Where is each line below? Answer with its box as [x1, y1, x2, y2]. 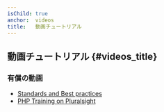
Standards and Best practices [17, 90, 103, 98]
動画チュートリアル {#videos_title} [7, 50, 158, 63]
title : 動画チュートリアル [7, 23, 82, 30]
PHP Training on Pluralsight [17, 97, 96, 105]
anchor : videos [7, 17, 54, 24]
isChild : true [7, 10, 49, 17]
